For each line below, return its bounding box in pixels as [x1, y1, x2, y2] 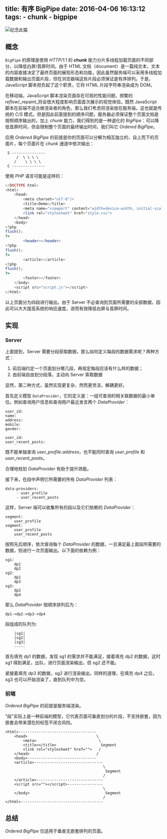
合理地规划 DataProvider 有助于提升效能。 [5, 466, 91, 472]
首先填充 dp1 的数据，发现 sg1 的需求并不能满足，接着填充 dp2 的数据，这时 [5, 653, 161, 659]
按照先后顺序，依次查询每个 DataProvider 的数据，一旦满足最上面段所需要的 [5, 541, 161, 547]
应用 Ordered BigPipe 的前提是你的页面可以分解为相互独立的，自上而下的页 [5, 134, 159, 140]
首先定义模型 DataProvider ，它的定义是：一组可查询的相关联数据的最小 [5, 393, 151, 399]
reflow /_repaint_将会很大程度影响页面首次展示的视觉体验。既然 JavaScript [5, 99, 157, 105]
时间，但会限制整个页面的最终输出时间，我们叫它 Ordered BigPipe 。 [18, 124, 158, 130]
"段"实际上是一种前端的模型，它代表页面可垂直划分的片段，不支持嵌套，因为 [5, 713, 162, 719]
